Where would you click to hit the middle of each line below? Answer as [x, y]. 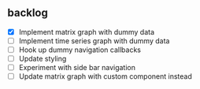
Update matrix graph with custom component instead [105, 76]
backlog [28, 13]
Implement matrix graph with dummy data [87, 32]
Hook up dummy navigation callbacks [80, 50]
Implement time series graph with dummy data [94, 41]
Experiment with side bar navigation [77, 68]
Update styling [43, 59]
